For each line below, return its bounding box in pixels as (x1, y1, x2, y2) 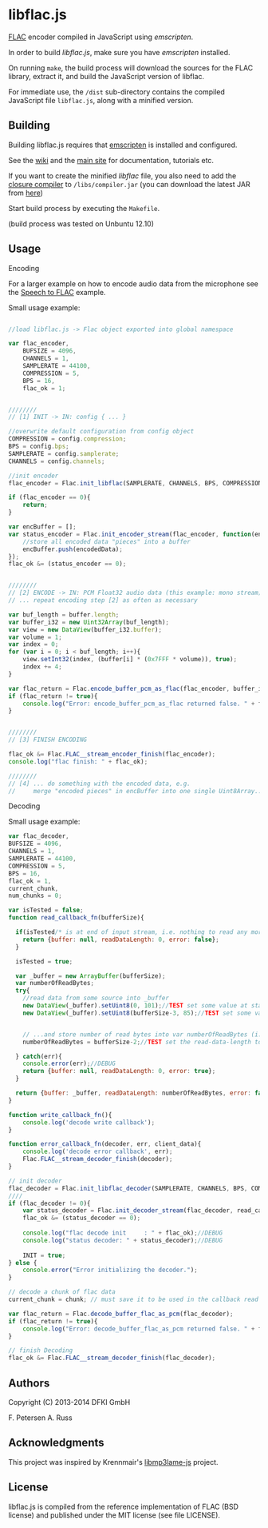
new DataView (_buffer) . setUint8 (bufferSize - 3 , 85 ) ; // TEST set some (22, 1009, 251, 1017)
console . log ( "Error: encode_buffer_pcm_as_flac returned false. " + (22, 700, 255, 708)
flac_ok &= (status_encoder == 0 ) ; (8, 560, 127, 569)
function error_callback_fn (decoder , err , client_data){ (8, 1140, 202, 1148)
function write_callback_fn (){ (8, 1111, 112, 1119)
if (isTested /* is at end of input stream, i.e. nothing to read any (15, 928, 248, 936)
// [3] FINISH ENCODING (8, 736, 88, 744)
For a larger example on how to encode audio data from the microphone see (8, 278, 259, 289)
